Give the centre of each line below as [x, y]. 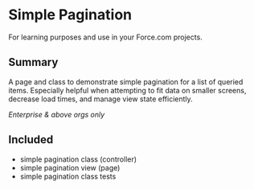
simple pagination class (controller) [78, 159]
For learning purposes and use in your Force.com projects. [105, 37]
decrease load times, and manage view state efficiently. [100, 99]
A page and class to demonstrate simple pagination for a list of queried [126, 81]
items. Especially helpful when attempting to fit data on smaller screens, [127, 90]
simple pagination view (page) [70, 167]
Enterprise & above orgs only [57, 114]
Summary [33, 62]
